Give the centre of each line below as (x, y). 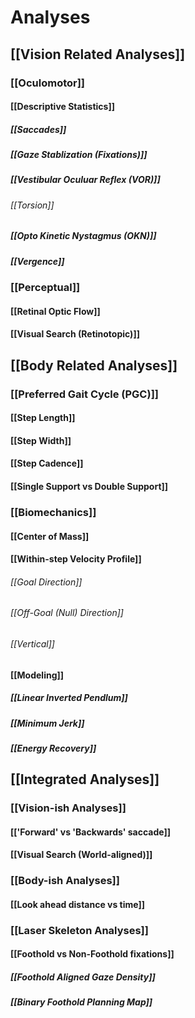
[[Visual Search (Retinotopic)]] (75, 334)
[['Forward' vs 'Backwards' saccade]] (91, 832)
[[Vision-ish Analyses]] (68, 808)
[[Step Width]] (41, 440)
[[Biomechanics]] (53, 512)
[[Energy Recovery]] (53, 748)
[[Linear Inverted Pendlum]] (69, 698)
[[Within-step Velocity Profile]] (76, 559)
